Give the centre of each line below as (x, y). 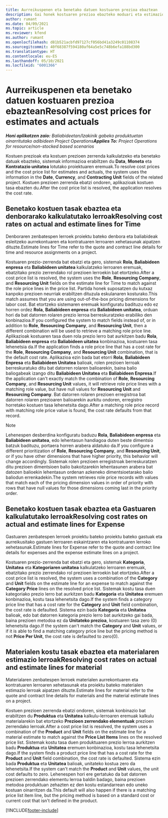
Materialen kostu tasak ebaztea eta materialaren (83, 652)
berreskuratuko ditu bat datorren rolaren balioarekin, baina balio (71, 368)
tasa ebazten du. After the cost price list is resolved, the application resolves (84, 188)
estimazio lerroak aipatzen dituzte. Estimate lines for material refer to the (80, 690)
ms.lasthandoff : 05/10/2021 (35, 61)
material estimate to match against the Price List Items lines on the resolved (84, 737)
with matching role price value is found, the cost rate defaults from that (79, 410)
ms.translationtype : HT (30, 51)
